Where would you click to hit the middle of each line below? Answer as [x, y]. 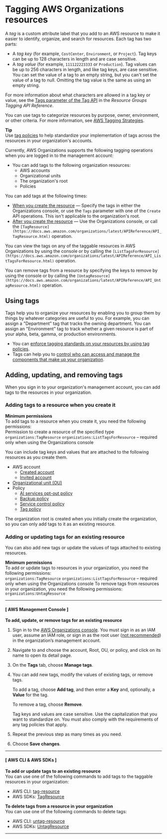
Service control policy [42, 504]
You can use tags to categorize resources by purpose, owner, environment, [82, 115]
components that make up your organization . [58, 359]
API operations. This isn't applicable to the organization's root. [76, 216]
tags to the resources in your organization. [48, 392]
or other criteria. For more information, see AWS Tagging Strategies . [75, 120]
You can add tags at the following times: [46, 196]
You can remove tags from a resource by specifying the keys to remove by [82, 270]
